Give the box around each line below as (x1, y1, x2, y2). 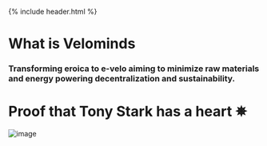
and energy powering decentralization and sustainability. (8, 73, 236, 85)
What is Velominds (8, 35, 136, 53)
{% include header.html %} (8, 7, 98, 16)
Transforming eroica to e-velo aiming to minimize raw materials (8, 63, 260, 74)
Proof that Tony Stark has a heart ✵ (8, 103, 248, 120)
